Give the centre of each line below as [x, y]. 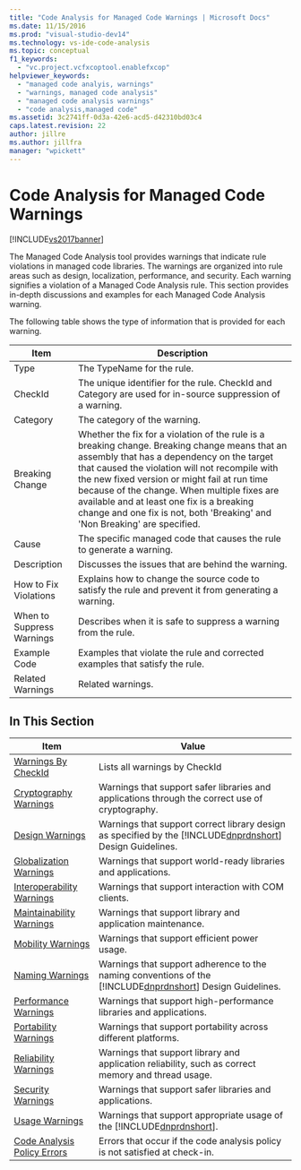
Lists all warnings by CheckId [160, 767]
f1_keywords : [34, 59]
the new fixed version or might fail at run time [173, 478]
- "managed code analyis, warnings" [86, 84]
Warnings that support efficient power [178, 939]
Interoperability [46, 887]
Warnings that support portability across [183, 1027]
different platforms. [138, 1038]
